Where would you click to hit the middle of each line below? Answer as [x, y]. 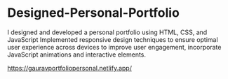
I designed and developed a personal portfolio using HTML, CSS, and [107, 32]
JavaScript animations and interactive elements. [76, 55]
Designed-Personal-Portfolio [94, 13]
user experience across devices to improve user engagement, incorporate [114, 47]
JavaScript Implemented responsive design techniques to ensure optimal [113, 39]
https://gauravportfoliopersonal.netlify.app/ [69, 68]
